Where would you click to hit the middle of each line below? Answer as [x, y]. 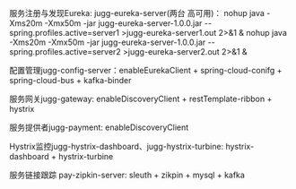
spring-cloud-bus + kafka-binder [70, 80]
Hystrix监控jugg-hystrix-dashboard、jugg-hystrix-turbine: [117, 146]
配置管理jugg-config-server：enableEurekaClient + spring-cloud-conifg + [146, 70]
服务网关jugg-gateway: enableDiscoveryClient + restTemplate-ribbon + [141, 99]
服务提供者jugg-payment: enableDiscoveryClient [99, 127]
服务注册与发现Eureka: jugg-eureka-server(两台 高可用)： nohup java [137, 13]
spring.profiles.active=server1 [64, 33]
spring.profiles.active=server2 [65, 52]
